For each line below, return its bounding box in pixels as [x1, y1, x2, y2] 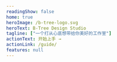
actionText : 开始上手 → [6, 36, 61, 42]
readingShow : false [6, 8, 55, 15]
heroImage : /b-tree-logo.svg [6, 19, 78, 25]
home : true [6, 14, 33, 20]
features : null [6, 47, 44, 53]
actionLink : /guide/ [6, 42, 58, 48]
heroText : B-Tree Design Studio [6, 25, 86, 31]
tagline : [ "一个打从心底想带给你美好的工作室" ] [6, 31, 112, 37]
